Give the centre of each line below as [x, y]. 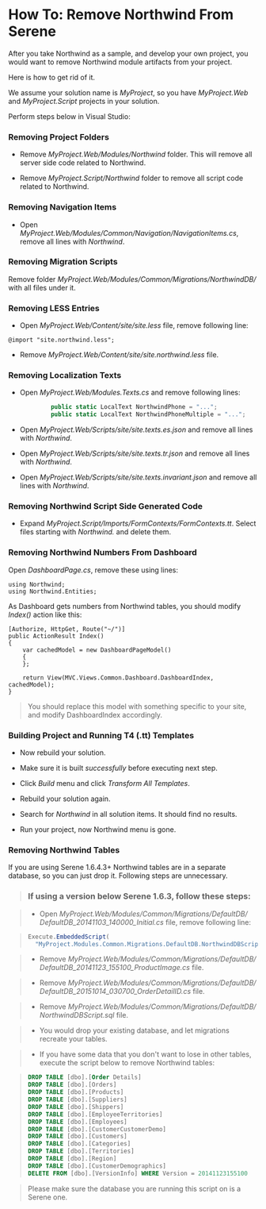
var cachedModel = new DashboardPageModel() [97, 650]
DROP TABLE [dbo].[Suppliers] [78, 1100]
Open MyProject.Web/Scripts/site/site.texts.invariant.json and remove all [138, 477]
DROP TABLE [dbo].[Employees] [78, 1122]
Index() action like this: [45, 614]
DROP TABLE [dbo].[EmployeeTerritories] [95, 1114]
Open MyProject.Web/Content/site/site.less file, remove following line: [134, 325]
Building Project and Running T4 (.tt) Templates [101, 735]
